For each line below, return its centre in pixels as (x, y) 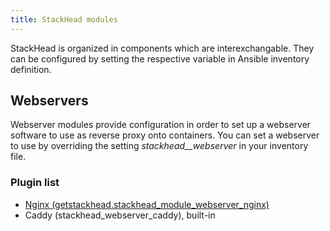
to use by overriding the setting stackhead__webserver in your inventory (159, 146)
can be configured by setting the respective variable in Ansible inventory (160, 58)
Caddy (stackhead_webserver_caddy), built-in (120, 215)
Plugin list (35, 183)
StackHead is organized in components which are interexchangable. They (162, 48)
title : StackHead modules (64, 19)
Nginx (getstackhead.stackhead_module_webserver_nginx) (147, 204)
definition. (31, 69)
